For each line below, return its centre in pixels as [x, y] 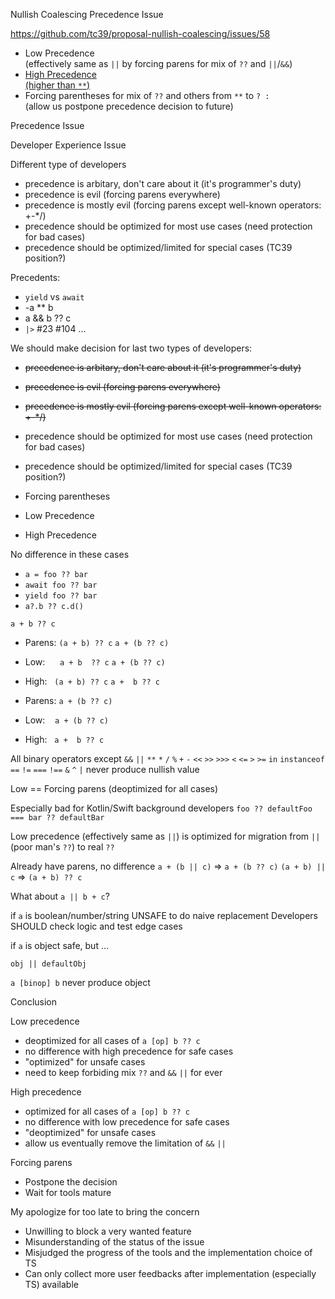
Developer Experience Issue [68, 145]
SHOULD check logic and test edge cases [96, 926]
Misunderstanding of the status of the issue [114, 1242]
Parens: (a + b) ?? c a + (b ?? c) [97, 642]
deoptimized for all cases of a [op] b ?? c [112, 1040]
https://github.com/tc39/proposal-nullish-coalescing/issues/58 [140, 33]
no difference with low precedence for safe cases [127, 1122]
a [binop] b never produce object [80, 982]
